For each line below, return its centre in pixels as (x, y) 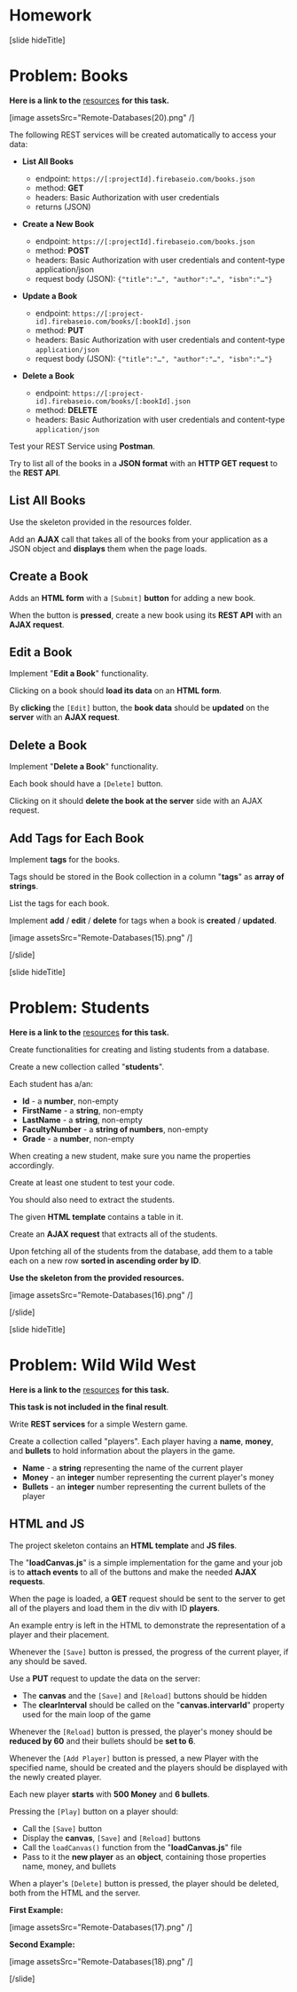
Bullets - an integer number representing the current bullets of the (144, 1487)
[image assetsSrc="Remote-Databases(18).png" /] (101, 1961)
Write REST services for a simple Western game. (98, 1424)
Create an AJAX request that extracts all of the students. (113, 1234)
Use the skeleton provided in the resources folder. (101, 522)
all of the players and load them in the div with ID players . (114, 1608)
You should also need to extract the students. (92, 1199)
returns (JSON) (63, 207)
